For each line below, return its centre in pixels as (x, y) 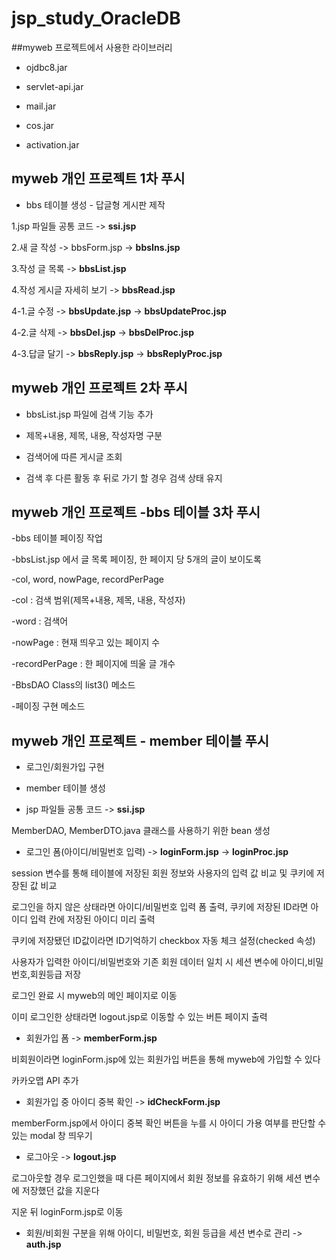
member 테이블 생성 (65, 788)
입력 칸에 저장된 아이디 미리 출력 (92, 919)
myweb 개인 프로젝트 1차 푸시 (98, 178)
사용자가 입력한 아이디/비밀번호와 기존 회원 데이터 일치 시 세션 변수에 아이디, (159, 962)
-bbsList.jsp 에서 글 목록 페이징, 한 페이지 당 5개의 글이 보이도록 (136, 559)
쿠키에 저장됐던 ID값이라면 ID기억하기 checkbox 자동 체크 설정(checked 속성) (163, 941)
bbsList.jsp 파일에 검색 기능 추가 (89, 414)
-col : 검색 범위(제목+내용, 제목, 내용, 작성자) (98, 600)
